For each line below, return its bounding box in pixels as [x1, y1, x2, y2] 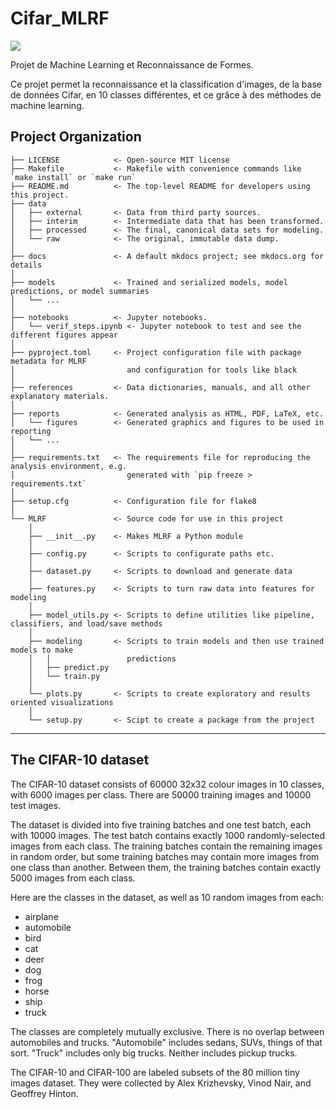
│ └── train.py [28, 671, 101, 681]
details [10, 260, 43, 270]
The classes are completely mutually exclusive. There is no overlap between [10, 1025, 325, 1037]
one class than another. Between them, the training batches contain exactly [10, 861, 322, 873]
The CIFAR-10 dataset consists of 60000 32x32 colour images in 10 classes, [10, 778, 325, 790]
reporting [10, 426, 52, 436]
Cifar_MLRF [10, 7, 110, 30]
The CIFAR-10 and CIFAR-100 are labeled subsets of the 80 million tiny [10, 1066, 300, 1078]
